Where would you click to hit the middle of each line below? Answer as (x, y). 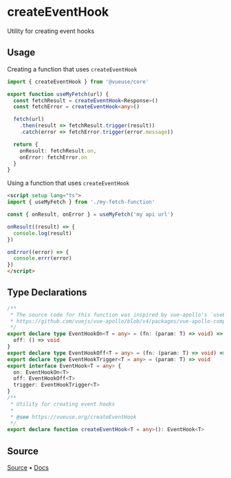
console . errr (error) (43, 258)
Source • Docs (28, 468)
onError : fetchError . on (54, 157)
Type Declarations (47, 293)
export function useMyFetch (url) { (58, 94)
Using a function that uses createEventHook (68, 183)
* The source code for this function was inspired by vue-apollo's (109, 315)
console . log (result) (43, 233)
